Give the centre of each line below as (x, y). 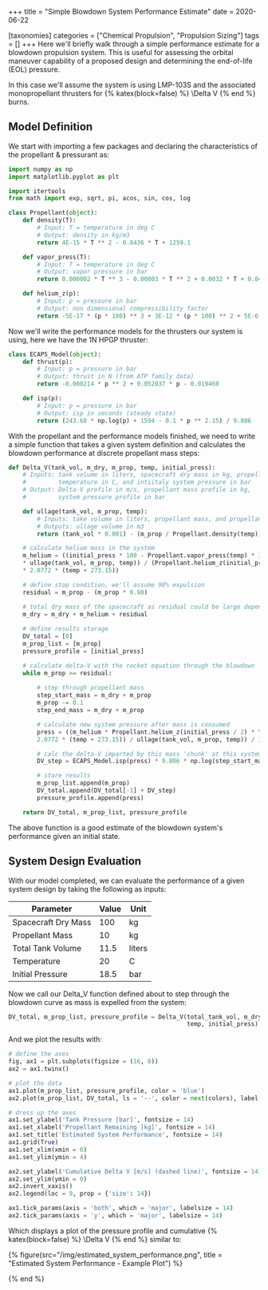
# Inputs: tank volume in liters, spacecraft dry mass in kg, (128, 475)
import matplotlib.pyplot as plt (64, 176)
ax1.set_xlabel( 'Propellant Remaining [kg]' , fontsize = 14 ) (112, 1128)
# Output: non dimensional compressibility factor (123, 308)
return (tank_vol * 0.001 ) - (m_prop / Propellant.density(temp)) (150, 534)
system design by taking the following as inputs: (87, 888)
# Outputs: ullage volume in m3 (91, 526)
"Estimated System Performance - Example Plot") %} (96, 1263)
